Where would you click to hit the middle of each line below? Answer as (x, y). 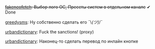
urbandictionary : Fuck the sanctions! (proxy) (49, 32)
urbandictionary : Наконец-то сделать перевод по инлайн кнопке (72, 41)
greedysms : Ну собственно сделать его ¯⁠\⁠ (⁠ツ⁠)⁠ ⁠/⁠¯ (54, 22)
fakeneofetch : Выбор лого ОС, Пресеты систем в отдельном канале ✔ (78, 7)
